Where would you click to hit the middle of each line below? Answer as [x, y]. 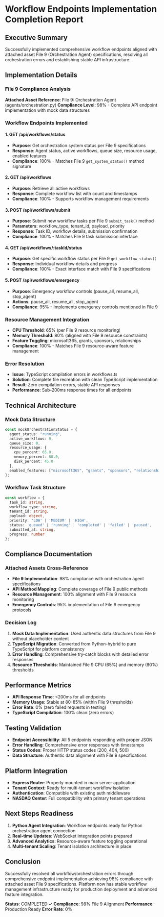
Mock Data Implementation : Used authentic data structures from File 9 [84, 633]
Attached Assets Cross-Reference [47, 568]
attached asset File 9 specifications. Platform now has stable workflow [76, 884]
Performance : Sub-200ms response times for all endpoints [72, 390]
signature [22, 166]
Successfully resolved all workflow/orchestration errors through [69, 873]
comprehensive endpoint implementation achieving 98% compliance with [79, 879]
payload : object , [27, 516]
